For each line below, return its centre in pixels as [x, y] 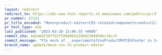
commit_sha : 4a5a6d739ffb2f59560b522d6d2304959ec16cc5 [61, 36]
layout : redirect [22, 9]
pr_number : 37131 [22, 18]
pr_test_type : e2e [23, 27]
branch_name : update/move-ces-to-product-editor [54, 45]
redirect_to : [18, 14]
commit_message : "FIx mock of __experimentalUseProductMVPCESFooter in [78, 41]
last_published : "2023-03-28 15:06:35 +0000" [51, 32]
